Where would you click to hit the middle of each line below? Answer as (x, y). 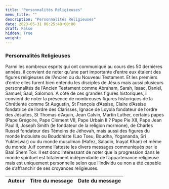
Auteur (16, 181)
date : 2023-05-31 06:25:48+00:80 (40, 24)
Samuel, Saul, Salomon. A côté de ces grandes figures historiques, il (76, 93)
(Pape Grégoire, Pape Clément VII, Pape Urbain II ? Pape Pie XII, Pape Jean (83, 120)
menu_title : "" (21, 15)
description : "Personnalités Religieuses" (51, 19)
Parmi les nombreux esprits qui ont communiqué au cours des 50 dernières (84, 67)
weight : (13, 38)
